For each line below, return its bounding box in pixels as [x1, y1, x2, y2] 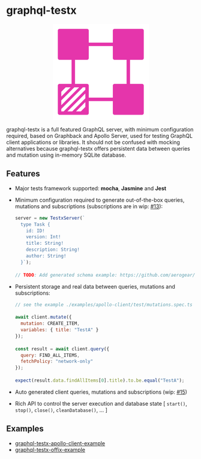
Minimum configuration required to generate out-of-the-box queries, [14, 196, 185, 203]
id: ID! [26, 227, 45, 234]
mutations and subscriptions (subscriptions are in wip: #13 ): [14, 202, 163, 210]
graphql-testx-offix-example [14, 446, 86, 453]
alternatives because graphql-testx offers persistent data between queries [6, 145, 190, 152]
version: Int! [26, 234, 61, 240]
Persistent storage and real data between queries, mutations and [14, 283, 176, 290]
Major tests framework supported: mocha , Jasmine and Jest [14, 184, 167, 192]
